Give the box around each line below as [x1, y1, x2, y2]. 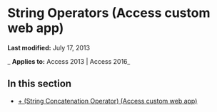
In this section [7, 78, 72, 90]
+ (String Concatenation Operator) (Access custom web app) [17, 96, 198, 105]
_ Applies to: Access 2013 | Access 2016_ [7, 57, 131, 65]
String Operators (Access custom [7, 5, 211, 21]
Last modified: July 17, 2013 [7, 43, 91, 52]
